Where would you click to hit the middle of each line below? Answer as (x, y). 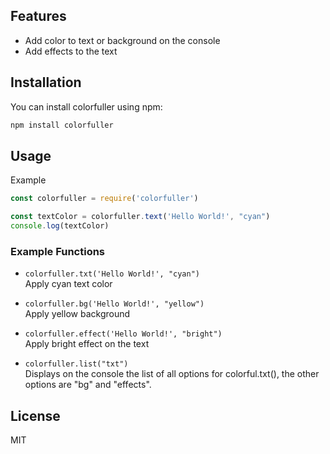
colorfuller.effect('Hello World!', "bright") (123, 334)
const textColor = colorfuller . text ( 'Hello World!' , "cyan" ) (140, 217)
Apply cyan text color (68, 284)
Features (38, 16)
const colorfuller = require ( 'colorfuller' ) (104, 199)
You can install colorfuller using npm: (86, 106)
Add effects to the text (71, 51)
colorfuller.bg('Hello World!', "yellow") (114, 304)
